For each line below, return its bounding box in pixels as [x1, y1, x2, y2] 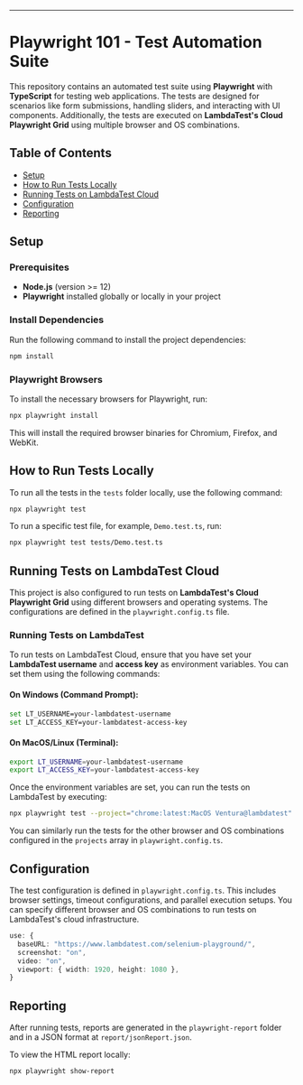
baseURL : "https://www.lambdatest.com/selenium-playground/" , [17, 940, 256, 949]
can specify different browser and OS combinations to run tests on [9, 904, 257, 915]
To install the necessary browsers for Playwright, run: [9, 394, 208, 404]
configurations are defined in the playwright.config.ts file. [9, 607, 230, 617]
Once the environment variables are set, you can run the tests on [9, 782, 251, 793]
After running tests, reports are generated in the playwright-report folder [9, 1022, 282, 1034]
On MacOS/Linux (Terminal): [9, 737, 119, 747]
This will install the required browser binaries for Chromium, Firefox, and [9, 427, 278, 438]
